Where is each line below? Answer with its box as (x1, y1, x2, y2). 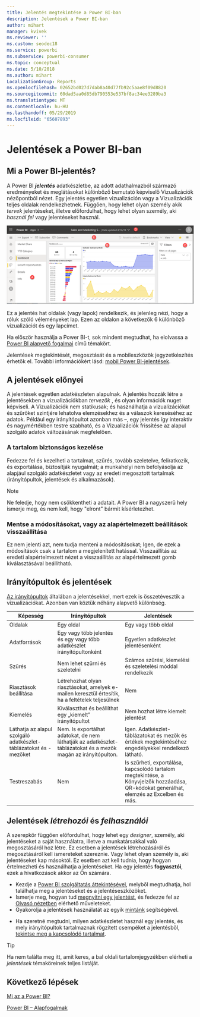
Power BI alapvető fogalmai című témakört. (7, 339, 112, 347)
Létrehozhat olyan (57, 678, 101, 685)
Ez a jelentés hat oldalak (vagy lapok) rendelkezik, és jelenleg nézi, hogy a (7, 309, 188, 316)
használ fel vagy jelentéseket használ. (7, 213, 100, 221)
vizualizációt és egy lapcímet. (7, 322, 80, 329)
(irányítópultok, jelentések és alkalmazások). (7, 476, 115, 483)
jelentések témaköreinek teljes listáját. (7, 960, 100, 967)
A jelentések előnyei (7, 375, 84, 385)
